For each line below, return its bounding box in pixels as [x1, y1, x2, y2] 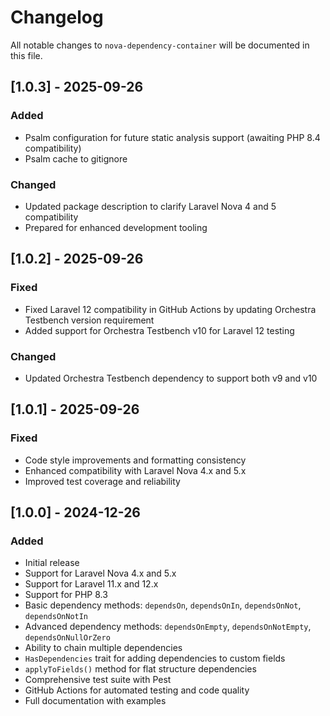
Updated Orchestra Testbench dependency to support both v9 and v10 [24, 372, 318, 384]
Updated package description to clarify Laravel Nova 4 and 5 [24, 200, 277, 212]
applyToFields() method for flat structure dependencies [24, 663, 257, 675]
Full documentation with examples [24, 695, 167, 707]
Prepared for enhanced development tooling [24, 221, 208, 233]
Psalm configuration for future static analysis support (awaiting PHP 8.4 [24, 131, 321, 143]
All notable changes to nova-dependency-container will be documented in [10, 39, 310, 51]
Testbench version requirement [24, 314, 155, 326]
